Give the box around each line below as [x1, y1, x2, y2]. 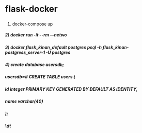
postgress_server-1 [5, 50, 45, 55]
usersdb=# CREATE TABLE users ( [5, 74, 76, 80]
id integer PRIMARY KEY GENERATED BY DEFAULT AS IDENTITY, [5, 86, 138, 92]
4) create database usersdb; [5, 62, 64, 67]
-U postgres [46, 50, 71, 55]
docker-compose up [12, 21, 53, 27]
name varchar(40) [5, 99, 44, 104]
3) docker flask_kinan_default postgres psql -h [5, 44, 102, 50]
